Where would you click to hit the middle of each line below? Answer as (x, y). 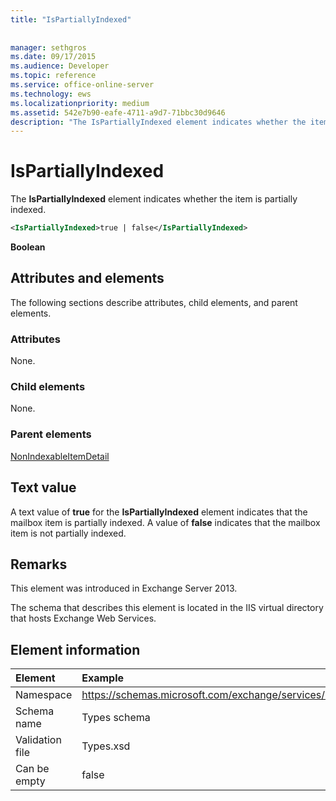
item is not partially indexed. (68, 533)
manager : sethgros (48, 47)
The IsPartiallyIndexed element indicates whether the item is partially (154, 199)
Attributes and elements (87, 278)
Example (103, 678)
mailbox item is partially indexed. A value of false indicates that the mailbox (165, 522)
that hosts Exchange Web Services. (83, 618)
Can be (32, 769)
